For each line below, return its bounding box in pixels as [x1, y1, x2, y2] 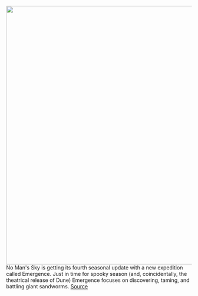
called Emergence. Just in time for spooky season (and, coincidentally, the [6, 271, 187, 277]
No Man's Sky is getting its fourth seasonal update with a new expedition [6, 264, 183, 271]
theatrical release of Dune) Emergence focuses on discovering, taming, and [6, 277, 190, 284]
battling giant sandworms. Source [6, 283, 88, 290]
